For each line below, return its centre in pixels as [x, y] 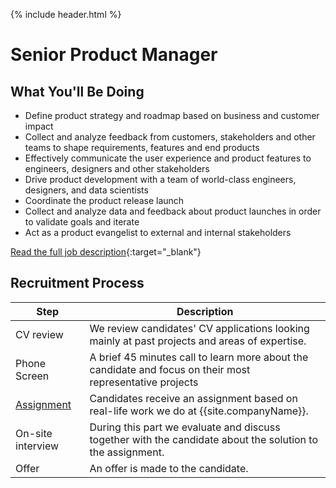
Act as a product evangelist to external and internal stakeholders [158, 232]
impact [39, 126]
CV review [39, 334]
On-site [34, 433]
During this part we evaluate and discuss [185, 427]
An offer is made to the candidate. [169, 468]
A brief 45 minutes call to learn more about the [199, 357]
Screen [32, 376]
